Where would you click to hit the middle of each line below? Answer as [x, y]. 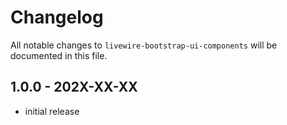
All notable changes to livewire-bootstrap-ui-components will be [144, 45]
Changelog [57, 17]
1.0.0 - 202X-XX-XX [74, 87]
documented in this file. [59, 55]
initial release [52, 111]
